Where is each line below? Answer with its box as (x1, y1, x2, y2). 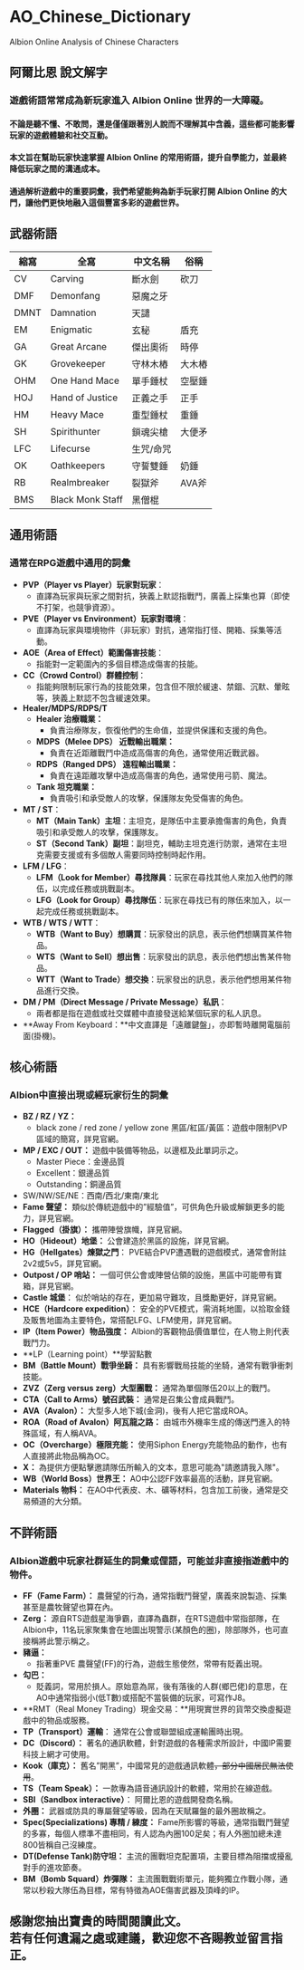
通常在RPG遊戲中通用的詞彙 (9, 557, 131, 570)
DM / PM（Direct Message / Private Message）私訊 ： (22, 996, 227, 1007)
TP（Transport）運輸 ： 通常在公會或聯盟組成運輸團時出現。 (22, 1725, 249, 1736)
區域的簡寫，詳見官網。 (35, 1134, 124, 1145)
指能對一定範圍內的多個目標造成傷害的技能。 (35, 658, 204, 669)
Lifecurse (50, 442, 90, 455)
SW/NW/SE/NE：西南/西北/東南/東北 (22, 1190, 159, 1201)
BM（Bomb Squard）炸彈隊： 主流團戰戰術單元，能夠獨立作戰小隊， (22, 1873, 280, 1884)
